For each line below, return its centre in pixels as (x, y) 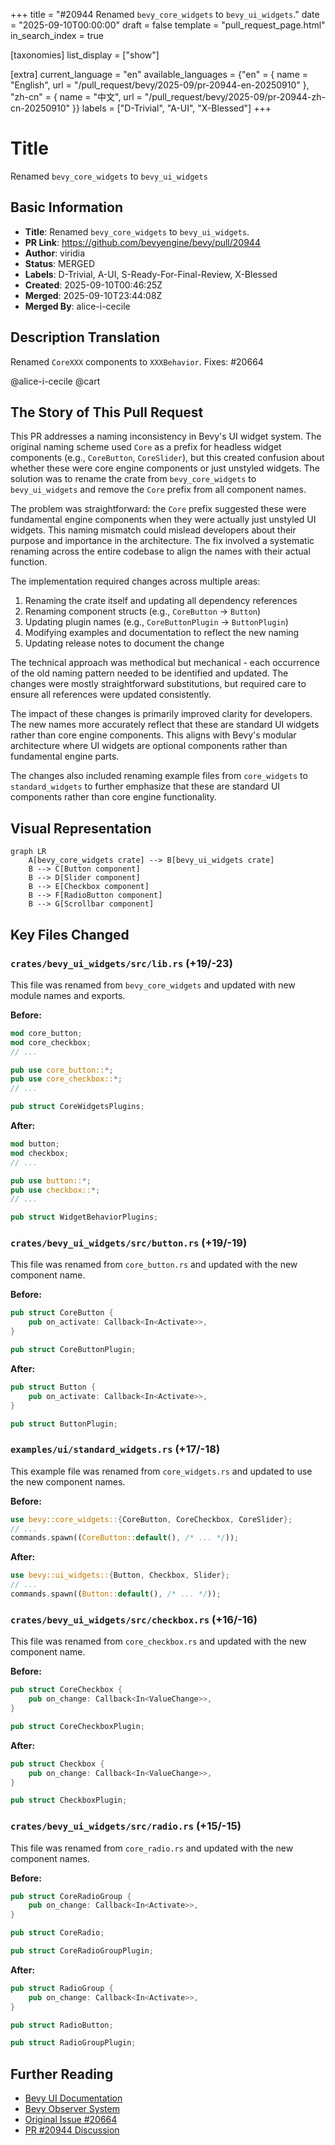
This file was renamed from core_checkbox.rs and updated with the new (158, 1641)
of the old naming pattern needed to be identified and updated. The (149, 673)
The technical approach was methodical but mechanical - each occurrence (165, 663)
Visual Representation (81, 828)
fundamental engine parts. (65, 756)
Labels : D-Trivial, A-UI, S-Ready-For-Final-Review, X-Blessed (151, 274)
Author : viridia (54, 253)
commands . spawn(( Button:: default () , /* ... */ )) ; (116, 1594)
